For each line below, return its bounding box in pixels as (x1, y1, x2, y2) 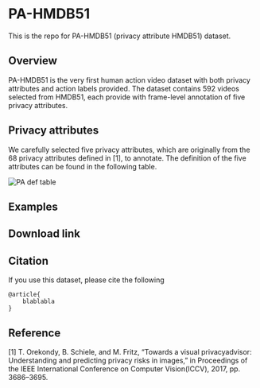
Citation (8, 254, 49, 267)
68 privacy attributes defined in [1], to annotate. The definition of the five (8, 153, 246, 163)
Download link (8, 227, 81, 241)
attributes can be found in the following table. (8, 161, 157, 171)
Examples (8, 200, 58, 213)
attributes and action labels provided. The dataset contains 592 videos (8, 83, 240, 93)
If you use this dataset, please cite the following (8, 275, 165, 285)
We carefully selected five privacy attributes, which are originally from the (8, 145, 250, 154)
